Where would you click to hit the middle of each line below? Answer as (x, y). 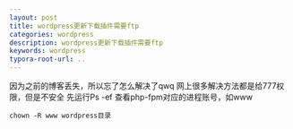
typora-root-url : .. (48, 59)
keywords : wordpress (48, 51)
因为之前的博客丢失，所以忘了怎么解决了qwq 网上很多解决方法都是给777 (143, 86)
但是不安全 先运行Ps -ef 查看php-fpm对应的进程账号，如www (139, 97)
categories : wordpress (52, 34)
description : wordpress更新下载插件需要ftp (86, 43)
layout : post (34, 17)
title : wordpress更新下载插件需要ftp (74, 26)
